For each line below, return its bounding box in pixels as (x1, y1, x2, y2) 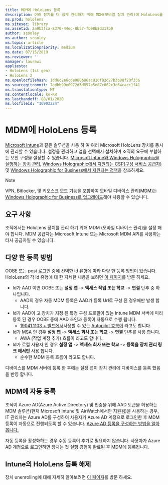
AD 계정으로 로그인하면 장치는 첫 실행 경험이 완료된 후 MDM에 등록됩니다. (5, 444, 149, 450)
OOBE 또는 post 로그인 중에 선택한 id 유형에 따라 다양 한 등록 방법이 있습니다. (5, 268, 157, 274)
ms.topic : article (5, 40, 44, 45)
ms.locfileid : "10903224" (5, 101, 59, 106)
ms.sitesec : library (5, 21, 49, 27)
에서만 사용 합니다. (17, 347, 54, 353)
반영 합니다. (10, 371, 34, 377)
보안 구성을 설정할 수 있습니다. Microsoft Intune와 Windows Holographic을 (10, 155, 159, 161)
